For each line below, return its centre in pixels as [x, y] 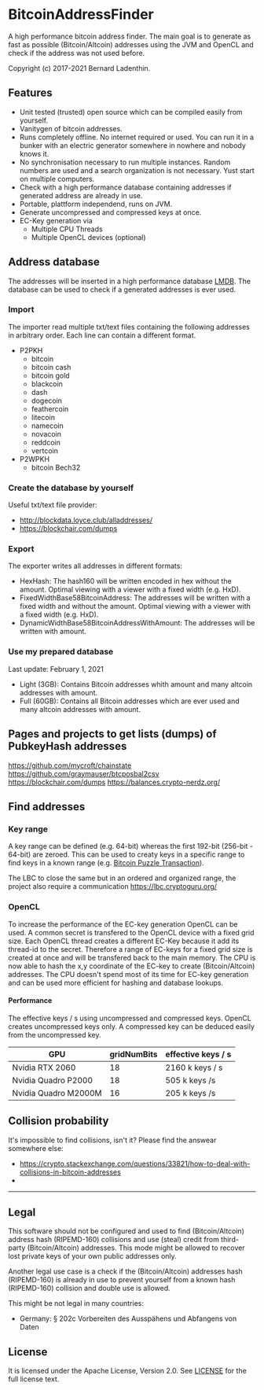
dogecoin [47, 400]
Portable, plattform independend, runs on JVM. [96, 204]
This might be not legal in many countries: [76, 1303]
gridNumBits [134, 1054]
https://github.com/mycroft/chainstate [70, 765]
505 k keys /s [190, 1080]
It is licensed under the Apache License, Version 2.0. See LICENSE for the [128, 1371]
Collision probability [59, 1121]
